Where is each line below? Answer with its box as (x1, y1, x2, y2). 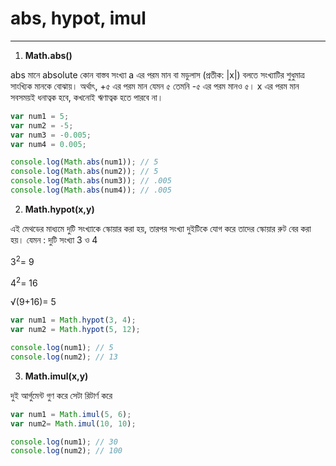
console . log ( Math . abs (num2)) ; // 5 (10, 167, 159, 177)
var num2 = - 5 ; (10, 120, 74, 131)
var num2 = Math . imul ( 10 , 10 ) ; (10, 418, 137, 429)
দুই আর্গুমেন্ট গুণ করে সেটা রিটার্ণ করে (10, 389, 113, 401)
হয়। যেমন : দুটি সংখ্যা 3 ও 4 (10, 233, 98, 246)
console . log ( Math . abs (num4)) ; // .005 (10, 185, 172, 196)
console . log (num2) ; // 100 (10, 446, 123, 456)
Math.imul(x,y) (24, 370, 89, 382)
